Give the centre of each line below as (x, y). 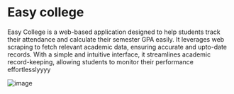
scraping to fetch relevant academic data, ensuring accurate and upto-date (117, 47)
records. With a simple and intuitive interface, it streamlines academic (109, 54)
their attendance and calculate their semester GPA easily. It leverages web (116, 39)
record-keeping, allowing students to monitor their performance (100, 61)
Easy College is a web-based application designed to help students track (114, 32)
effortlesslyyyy (29, 69)
